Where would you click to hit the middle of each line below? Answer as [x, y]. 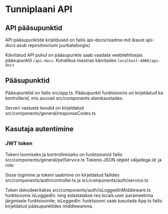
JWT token [19, 144]
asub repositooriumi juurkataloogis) [54, 45]
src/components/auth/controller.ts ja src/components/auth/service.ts [77, 180]
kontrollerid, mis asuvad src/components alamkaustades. [64, 98]
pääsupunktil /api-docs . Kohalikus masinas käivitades [61, 60]
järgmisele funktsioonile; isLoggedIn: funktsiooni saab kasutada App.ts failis [84, 200]
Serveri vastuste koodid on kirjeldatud [45, 108]
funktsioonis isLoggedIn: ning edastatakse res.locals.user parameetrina [79, 195]
